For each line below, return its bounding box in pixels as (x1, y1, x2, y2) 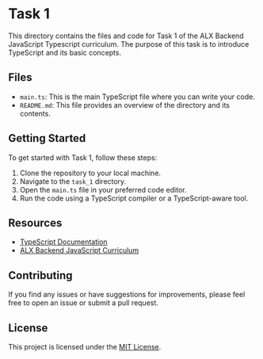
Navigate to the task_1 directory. (19, 176, 127, 186)
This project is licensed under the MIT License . (8, 342, 162, 351)
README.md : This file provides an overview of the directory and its (19, 100, 230, 109)
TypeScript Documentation (19, 237, 109, 246)
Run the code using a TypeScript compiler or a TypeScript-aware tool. (19, 193, 249, 203)
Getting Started (8, 132, 86, 145)
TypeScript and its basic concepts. (8, 48, 121, 57)
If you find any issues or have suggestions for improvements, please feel (8, 290, 246, 300)
